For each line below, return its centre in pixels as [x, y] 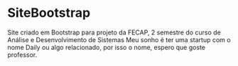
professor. [22, 55]
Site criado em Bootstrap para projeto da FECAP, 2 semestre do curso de [114, 32]
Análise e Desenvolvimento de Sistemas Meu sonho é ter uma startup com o [119, 39]
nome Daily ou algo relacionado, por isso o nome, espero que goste [107, 47]
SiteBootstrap [49, 13]
